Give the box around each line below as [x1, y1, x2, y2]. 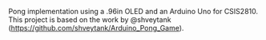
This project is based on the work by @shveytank [8, 15, 171, 24]
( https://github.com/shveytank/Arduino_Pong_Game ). [8, 24, 184, 32]
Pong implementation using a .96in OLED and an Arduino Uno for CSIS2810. [8, 7, 259, 16]
